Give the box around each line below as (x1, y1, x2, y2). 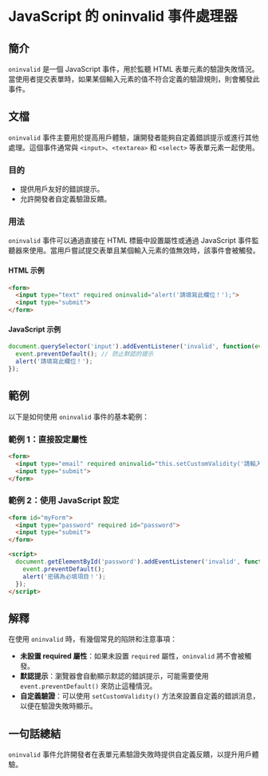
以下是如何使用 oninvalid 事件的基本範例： (8, 412, 150, 421)
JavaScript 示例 (8, 324, 61, 334)
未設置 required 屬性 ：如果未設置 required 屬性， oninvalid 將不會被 (19, 651, 245, 661)
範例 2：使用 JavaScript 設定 (8, 495, 120, 506)
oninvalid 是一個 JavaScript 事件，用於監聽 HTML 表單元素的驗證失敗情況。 (8, 65, 259, 74)
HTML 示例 (8, 265, 45, 275)
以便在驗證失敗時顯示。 (19, 701, 97, 711)
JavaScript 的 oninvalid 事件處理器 (8, 7, 238, 26)
